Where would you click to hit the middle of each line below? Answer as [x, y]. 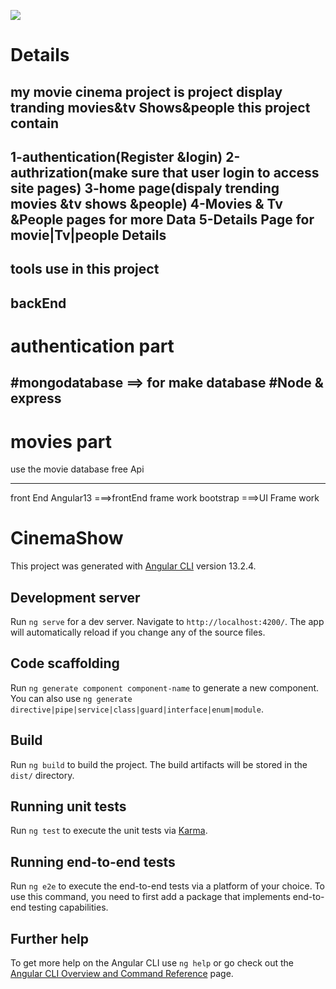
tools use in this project [85, 269]
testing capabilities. [68, 907]
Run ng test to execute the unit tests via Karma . [109, 831]
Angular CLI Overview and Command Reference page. [122, 974]
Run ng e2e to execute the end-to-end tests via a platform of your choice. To [168, 886]
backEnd [38, 303]
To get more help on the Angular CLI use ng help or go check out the [152, 963]
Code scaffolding [65, 663]
